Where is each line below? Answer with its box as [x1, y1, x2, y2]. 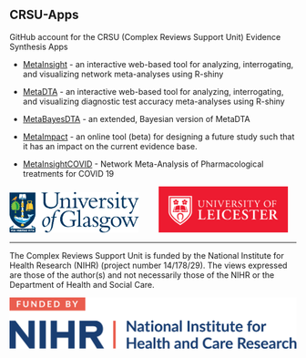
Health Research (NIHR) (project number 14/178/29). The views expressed [9, 260, 288, 271]
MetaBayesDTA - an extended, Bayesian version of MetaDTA [22, 113, 250, 124]
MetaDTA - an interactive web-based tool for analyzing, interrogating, [22, 86, 284, 97]
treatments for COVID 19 [22, 168, 115, 179]
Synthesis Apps [9, 41, 68, 52]
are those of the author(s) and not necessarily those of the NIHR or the [9, 269, 275, 281]
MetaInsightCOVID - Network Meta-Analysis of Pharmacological [22, 159, 264, 169]
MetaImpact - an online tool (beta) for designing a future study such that [22, 131, 295, 142]
